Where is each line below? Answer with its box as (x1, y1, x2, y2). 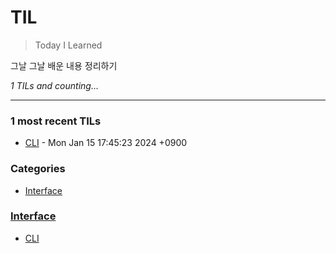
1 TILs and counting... (10, 79, 99, 91)
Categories (10, 162, 66, 176)
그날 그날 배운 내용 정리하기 (10, 59, 118, 71)
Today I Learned (34, 39, 103, 51)
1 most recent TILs (10, 114, 102, 128)
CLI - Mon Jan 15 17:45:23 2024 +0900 (24, 137, 188, 149)
